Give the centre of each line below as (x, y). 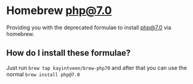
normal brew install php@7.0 (43, 74)
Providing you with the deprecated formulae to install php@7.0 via (89, 27)
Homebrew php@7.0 (59, 11)
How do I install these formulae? (68, 53)
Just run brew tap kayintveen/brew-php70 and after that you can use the (97, 68)
